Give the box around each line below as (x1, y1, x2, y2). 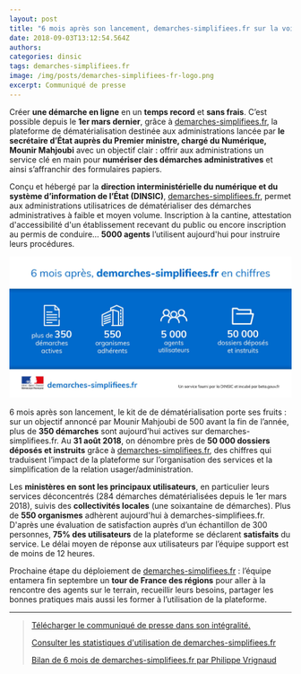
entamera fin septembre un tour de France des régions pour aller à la (9, 574, 266, 585)
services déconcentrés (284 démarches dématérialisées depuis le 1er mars (9, 490, 288, 502)
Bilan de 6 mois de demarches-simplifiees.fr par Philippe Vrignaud (30, 654, 277, 665)
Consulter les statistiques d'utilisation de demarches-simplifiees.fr (30, 637, 276, 648)
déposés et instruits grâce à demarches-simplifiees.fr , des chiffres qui (9, 444, 271, 455)
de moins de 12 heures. (9, 547, 96, 558)
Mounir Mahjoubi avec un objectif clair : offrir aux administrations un (9, 144, 264, 155)
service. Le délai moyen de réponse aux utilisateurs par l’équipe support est (9, 538, 289, 549)
